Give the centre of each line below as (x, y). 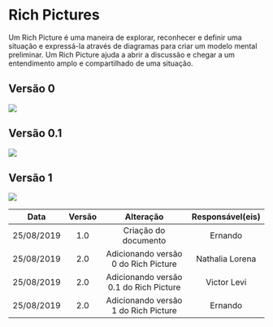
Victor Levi (226, 282)
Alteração (144, 217)
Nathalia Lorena (226, 259)
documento (144, 241)
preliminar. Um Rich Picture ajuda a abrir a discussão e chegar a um (122, 54)
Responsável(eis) (226, 217)
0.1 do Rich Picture (144, 287)
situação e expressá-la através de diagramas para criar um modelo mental (133, 45)
